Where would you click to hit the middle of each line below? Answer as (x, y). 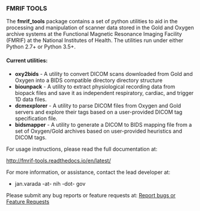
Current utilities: (27, 60)
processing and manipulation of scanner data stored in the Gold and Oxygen (100, 27)
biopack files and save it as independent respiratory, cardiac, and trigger (104, 93)
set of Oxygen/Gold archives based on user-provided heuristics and (99, 131)
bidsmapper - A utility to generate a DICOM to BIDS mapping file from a (103, 124)
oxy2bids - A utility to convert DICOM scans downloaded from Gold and (104, 74)
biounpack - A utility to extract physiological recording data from (95, 86)
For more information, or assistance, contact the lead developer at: (88, 172)
